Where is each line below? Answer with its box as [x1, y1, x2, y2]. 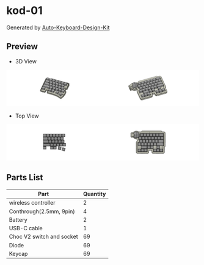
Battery [9, 216, 27, 223]
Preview [6, 41, 38, 52]
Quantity [83, 190, 106, 198]
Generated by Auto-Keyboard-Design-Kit [6, 24, 110, 31]
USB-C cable [9, 225, 43, 232]
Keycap [9, 250, 28, 257]
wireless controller [9, 199, 56, 207]
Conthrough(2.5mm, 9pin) [9, 208, 75, 215]
